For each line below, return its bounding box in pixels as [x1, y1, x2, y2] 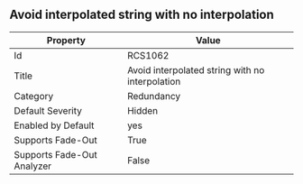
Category [14, 89, 54, 102]
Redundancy [127, 89, 181, 102]
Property [46, 33, 86, 46]
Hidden [127, 104, 159, 116]
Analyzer [14, 160, 52, 172]
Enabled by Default [14, 119, 95, 132]
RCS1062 [127, 49, 170, 61]
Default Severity [14, 104, 83, 116]
